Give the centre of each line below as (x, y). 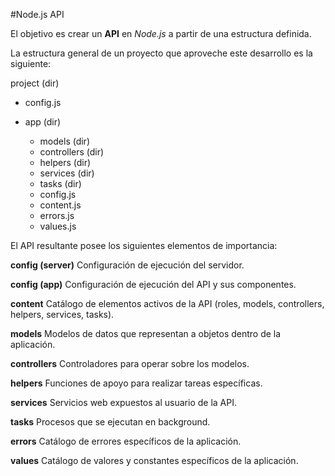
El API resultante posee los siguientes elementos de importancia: (144, 245)
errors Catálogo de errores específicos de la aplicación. (126, 441)
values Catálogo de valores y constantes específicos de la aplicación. (154, 460)
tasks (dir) (60, 183)
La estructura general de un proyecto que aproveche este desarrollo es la (161, 53)
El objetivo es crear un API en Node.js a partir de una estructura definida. (161, 33)
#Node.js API (37, 14)
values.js (58, 226)
